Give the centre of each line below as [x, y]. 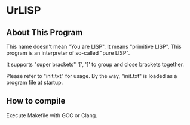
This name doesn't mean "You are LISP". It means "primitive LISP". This [94, 46]
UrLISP [24, 10]
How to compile [36, 101]
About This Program [45, 32]
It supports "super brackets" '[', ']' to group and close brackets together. [95, 64]
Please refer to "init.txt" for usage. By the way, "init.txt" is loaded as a [92, 76]
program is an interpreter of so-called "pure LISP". [68, 53]
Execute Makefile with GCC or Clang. [52, 115]
